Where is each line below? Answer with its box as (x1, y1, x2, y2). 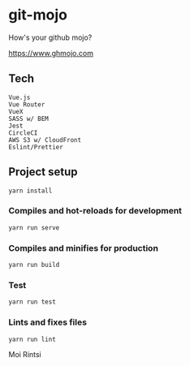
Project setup (8, 165, 79, 179)
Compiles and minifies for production (8, 242, 158, 253)
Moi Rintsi (8, 349, 42, 359)
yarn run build (8, 261, 60, 269)
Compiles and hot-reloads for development (8, 205, 183, 217)
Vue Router (8, 100, 45, 109)
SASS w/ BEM (8, 114, 49, 123)
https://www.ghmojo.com (8, 48, 93, 58)
